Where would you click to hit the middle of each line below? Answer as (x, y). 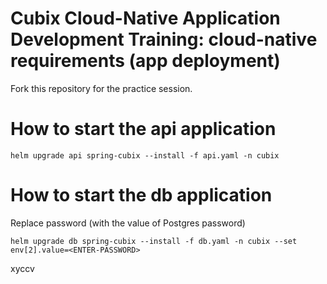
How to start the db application (141, 195)
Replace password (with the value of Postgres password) (128, 223)
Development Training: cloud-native (164, 39)
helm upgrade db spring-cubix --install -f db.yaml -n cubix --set (154, 241)
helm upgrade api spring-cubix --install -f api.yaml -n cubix (145, 155)
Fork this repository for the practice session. (101, 88)
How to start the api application (143, 129)
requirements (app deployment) (145, 61)
